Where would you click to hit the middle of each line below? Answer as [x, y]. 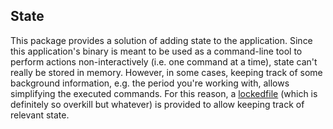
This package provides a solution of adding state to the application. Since [161, 40]
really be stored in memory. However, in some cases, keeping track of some [166, 72]
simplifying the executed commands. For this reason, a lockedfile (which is [164, 93]
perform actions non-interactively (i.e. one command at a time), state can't [164, 61]
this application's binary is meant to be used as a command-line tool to [156, 51]
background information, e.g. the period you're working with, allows [150, 83]
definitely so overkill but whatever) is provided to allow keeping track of [157, 104]
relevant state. [40, 115]
